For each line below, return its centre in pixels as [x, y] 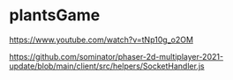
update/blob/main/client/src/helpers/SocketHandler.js [107, 66]
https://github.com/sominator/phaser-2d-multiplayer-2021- [116, 56]
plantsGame [55, 15]
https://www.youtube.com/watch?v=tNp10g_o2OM [101, 40]
